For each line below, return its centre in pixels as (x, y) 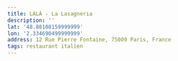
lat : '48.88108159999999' (45, 27)
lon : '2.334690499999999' (45, 33)
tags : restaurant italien (45, 46)
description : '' (31, 20)
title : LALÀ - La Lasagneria (50, 14)
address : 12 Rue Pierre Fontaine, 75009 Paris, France (89, 40)
